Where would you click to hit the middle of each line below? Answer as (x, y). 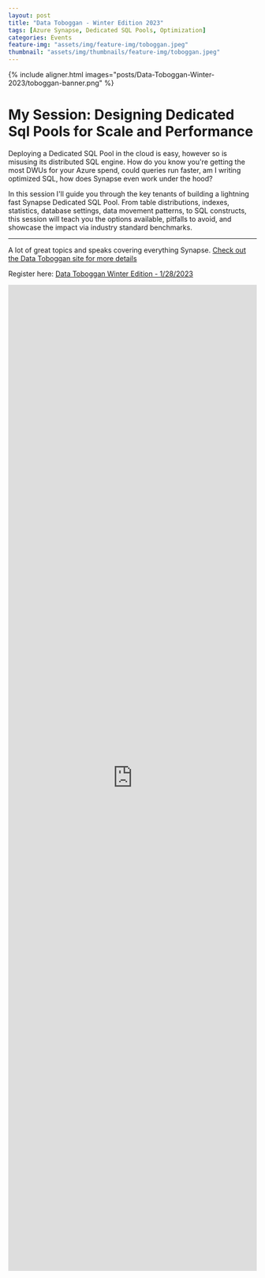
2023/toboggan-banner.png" (55, 83)
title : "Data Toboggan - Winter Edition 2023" (86, 23)
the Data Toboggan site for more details (73, 258)
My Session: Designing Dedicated (121, 115)
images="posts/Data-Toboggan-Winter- (150, 75)
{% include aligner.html (46, 75)
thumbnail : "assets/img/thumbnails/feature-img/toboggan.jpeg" (114, 52)
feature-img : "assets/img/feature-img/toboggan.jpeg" (99, 45)
